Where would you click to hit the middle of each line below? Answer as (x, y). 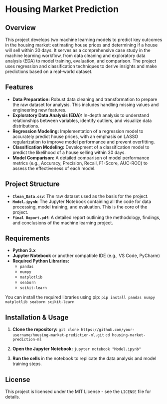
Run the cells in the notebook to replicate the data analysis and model (84, 358)
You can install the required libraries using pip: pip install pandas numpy (80, 297)
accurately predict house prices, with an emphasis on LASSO (75, 136)
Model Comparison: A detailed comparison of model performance (81, 157)
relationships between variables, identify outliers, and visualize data (82, 120)
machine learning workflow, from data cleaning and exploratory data (75, 55)
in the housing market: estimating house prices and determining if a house (82, 45)
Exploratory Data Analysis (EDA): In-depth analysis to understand (81, 115)
